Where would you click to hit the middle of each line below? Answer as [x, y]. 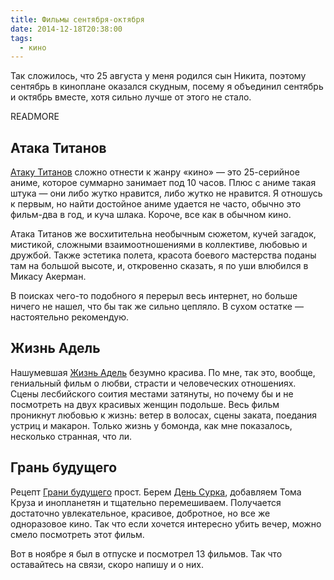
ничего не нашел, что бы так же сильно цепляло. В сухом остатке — [157, 307]
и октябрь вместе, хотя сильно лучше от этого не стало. [131, 97]
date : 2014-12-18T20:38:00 [66, 29]
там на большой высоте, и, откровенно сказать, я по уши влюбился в [159, 266]
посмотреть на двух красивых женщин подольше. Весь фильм [145, 404]
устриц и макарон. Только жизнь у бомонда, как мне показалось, [151, 425]
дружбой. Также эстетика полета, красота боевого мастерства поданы [163, 255]
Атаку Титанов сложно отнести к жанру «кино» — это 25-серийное [155, 172]
